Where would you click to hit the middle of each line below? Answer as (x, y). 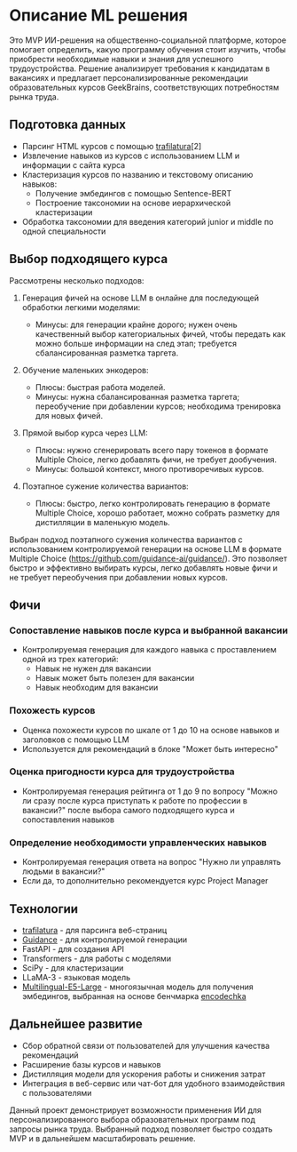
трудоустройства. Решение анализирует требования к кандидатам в (140, 68)
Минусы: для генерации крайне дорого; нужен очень (136, 324)
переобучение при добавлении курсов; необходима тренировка (158, 406)
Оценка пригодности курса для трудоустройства (122, 772)
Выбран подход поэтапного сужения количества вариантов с (126, 540)
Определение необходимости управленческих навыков (138, 843)
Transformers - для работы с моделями (96, 958)
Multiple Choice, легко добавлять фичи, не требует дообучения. (156, 460)
